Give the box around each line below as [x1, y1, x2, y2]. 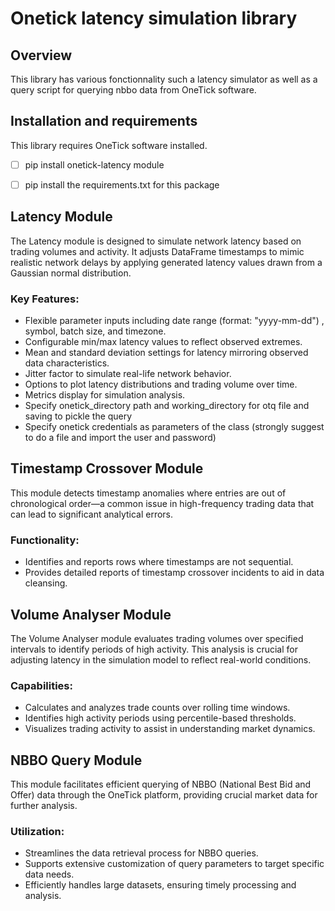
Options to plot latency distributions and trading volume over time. [24, 378, 298, 391]
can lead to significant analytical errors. [10, 508, 174, 520]
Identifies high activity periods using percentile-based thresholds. [24, 712, 297, 724]
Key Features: [10, 292, 80, 306]
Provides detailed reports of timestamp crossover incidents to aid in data [24, 567, 325, 579]
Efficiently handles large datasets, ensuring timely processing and [24, 879, 297, 891]
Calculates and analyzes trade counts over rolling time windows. [24, 702, 291, 714]
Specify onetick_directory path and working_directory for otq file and [24, 400, 310, 412]
